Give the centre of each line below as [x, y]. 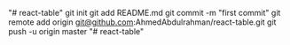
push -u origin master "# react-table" [76, 31]
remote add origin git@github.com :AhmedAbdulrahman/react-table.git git [142, 22]
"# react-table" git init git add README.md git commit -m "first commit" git [145, 13]
